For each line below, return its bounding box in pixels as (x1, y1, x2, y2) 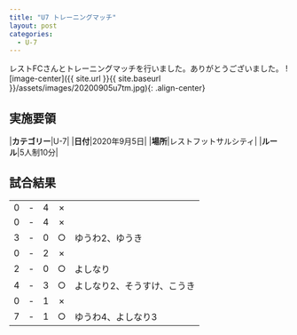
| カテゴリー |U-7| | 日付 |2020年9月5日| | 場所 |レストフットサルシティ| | (9, 136, 262, 147)
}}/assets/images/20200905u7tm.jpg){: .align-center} (9, 83, 206, 93)
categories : (9, 29, 53, 38)
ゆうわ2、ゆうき (74, 232, 144, 244)
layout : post (9, 21, 58, 30)
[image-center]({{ (9, 73, 74, 84)
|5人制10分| (17, 148, 59, 158)
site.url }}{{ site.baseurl (75, 73, 161, 84)
